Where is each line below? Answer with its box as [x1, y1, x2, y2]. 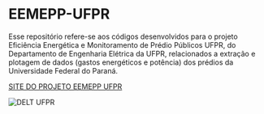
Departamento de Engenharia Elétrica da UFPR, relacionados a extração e [8, 49, 256, 58]
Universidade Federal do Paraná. [8, 65, 119, 75]
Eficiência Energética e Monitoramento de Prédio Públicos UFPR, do [8, 40, 236, 49]
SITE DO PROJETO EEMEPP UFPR [8, 82, 123, 91]
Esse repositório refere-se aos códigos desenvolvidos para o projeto [8, 32, 238, 41]
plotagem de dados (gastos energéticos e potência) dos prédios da [8, 57, 234, 67]
